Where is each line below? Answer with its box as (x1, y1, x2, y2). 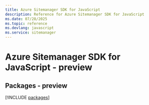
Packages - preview (5, 81, 68, 90)
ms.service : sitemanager (5, 30, 56, 35)
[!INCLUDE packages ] (5, 95, 50, 100)
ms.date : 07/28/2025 (5, 16, 48, 21)
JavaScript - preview (5, 62, 93, 73)
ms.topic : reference (5, 21, 48, 26)
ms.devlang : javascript (5, 26, 54, 31)
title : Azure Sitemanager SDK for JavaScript (5, 7, 100, 12)
